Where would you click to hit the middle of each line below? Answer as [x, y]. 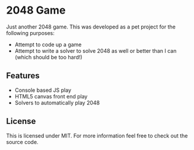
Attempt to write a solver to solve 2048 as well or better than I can [96, 50]
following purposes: [31, 33]
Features [23, 76]
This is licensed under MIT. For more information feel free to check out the [97, 135]
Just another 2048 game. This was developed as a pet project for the [91, 27]
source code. [22, 142]
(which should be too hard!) [49, 57]
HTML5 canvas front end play [51, 96]
